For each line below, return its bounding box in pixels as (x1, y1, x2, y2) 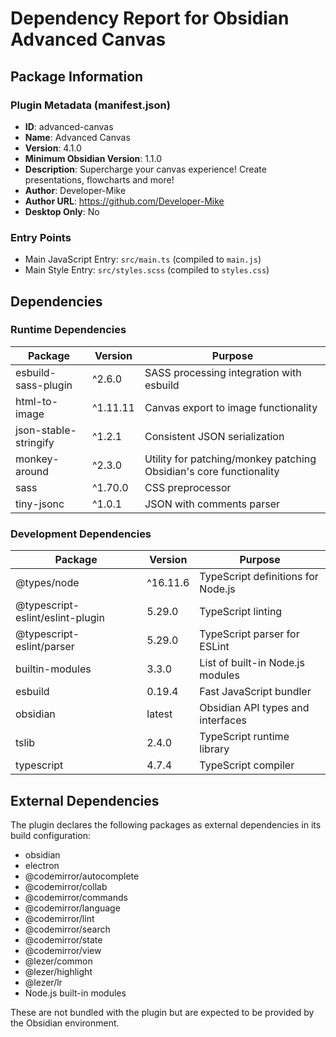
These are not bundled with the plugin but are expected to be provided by (10, 1006, 315, 1018)
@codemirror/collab (24, 880, 108, 892)
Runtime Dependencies (10, 323, 127, 337)
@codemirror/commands (24, 891, 128, 903)
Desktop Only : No (24, 205, 100, 217)
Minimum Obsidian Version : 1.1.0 (24, 152, 163, 164)
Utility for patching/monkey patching (144, 452, 317, 466)
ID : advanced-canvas (24, 120, 114, 132)
